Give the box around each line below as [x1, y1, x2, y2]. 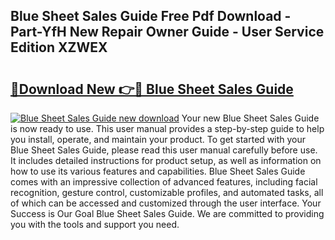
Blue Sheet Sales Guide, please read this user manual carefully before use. [10, 144, 318, 156]
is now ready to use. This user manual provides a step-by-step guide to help [10, 123, 325, 134]
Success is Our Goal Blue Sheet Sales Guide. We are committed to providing [10, 208, 325, 219]
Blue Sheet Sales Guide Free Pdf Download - [10, 8, 292, 25]
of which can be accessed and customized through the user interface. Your [10, 197, 322, 209]
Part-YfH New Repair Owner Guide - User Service [10, 24, 325, 41]
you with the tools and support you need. [10, 219, 180, 230]
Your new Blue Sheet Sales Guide [181, 112, 320, 124]
